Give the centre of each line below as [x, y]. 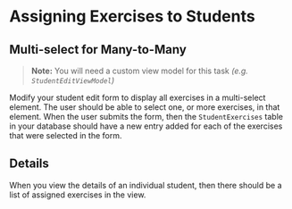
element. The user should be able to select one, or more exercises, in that [145, 107]
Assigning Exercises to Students [133, 17]
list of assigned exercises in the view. [78, 195]
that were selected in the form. [66, 135]
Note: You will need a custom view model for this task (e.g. [139, 71]
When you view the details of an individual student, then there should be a [146, 185]
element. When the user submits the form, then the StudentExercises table [146, 117]
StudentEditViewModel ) [73, 80]
